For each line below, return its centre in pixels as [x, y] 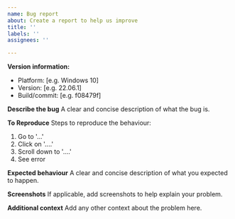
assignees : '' [28, 40]
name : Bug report [33, 14]
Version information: [38, 67]
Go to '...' [31, 137]
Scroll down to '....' [45, 152]
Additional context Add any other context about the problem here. [105, 208]
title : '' [22, 27]
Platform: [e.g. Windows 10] [58, 80]
